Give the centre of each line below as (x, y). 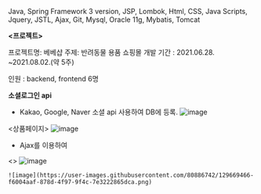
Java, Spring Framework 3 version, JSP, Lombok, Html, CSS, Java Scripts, (128, 11)
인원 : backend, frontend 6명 (54, 79)
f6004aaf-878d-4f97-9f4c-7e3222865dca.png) (80, 182)
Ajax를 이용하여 (43, 145)
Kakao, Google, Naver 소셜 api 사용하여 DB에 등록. (99, 112)
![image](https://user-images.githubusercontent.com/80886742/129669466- (131, 175)
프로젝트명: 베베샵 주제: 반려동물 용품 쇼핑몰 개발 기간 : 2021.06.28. (112, 52)
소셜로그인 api (30, 95)
